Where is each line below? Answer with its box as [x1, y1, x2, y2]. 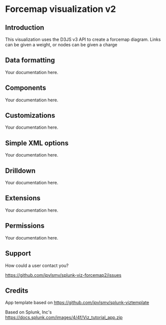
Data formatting [5, 56, 55, 65]
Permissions [5, 222, 45, 230]
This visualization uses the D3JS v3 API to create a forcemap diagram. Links [5, 36, 161, 42]
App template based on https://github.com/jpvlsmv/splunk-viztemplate [5, 300, 150, 306]
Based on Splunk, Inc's [5, 309, 52, 315]
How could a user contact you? [5, 262, 69, 268]
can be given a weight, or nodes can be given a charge [5, 42, 117, 48]
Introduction [5, 23, 45, 32]
